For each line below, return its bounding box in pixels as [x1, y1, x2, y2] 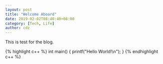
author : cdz [5, 26, 30, 31]
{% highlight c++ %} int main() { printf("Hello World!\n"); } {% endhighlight [5, 49, 159, 55]
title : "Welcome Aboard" [5, 12, 57, 17]
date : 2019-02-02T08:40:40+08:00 [5, 16, 75, 21]
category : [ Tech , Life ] [5, 21, 55, 26]
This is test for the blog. [5, 39, 54, 45]
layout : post [5, 7, 32, 12]
